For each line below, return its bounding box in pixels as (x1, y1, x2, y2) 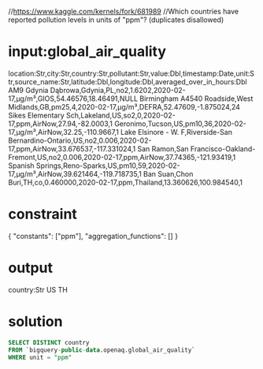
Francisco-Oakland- (190, 143, 256, 153)
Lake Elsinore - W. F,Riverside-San (120, 127, 232, 136)
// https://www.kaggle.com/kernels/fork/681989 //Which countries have (8, 7, 239, 16)
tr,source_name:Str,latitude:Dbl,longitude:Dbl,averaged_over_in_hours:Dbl (8, 76, 247, 86)
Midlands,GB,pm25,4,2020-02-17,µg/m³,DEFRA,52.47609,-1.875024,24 (8, 102, 240, 111)
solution (8, 313, 63, 330)
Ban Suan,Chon (143, 169, 194, 178)
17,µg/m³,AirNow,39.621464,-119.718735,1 (8, 169, 142, 178)
